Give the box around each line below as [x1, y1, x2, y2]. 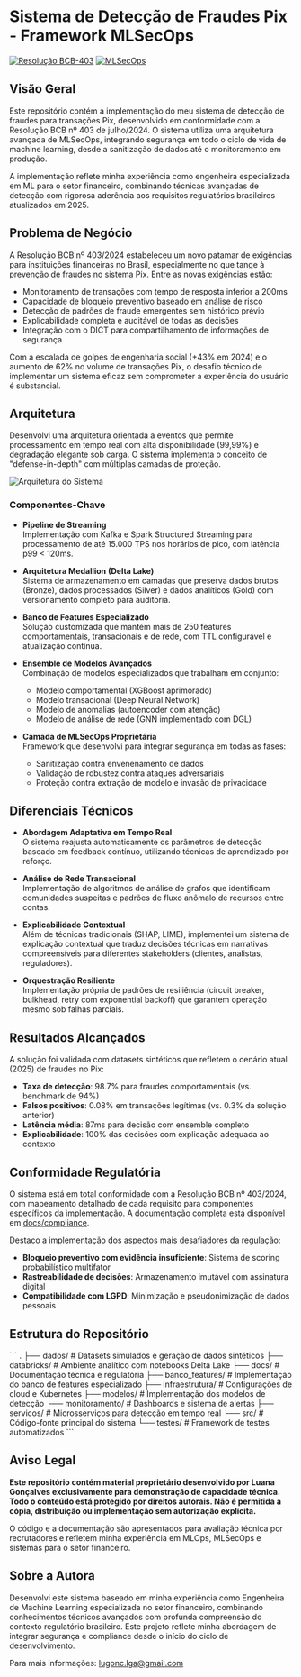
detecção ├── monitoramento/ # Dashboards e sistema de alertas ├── [9, 1398, 274, 1408]
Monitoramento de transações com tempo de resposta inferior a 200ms [22, 286, 288, 296]
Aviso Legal [9, 1453, 76, 1468]
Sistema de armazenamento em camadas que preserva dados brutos [22, 575, 279, 586]
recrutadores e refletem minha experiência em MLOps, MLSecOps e [9, 1532, 261, 1543]
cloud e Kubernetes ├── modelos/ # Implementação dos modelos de [9, 1388, 266, 1399]
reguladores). [22, 958, 73, 969]
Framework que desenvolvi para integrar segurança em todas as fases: [22, 741, 287, 752]
